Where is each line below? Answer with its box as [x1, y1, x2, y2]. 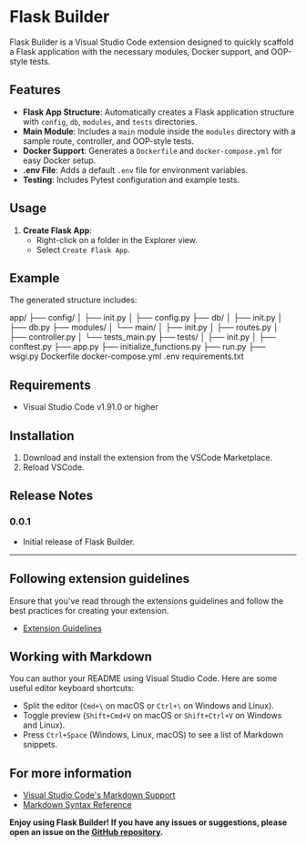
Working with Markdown [9, 648, 153, 664]
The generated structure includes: [9, 294, 138, 306]
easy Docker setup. [22, 155, 97, 166]
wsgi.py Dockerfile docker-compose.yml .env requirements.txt [9, 351, 244, 362]
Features [9, 82, 61, 97]
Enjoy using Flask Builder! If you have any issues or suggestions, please [9, 817, 288, 828]
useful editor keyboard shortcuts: [9, 683, 135, 694]
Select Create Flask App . [36, 244, 130, 255]
